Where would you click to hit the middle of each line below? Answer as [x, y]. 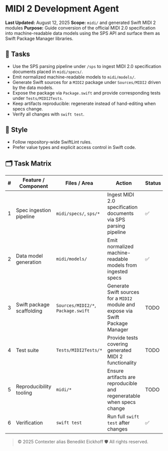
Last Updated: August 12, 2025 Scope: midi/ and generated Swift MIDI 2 [80, 22]
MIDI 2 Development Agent [62, 9]
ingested [117, 271]
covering [118, 344]
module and [121, 304]
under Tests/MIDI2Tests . [38, 98]
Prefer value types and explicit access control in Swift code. [74, 147]
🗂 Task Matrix [28, 163]
